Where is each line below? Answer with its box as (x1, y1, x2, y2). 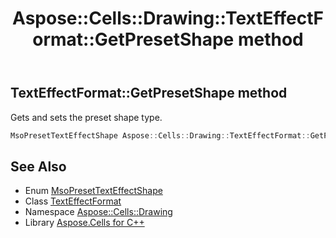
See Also (10, 158, 67, 175)
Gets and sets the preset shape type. (10, 111, 163, 123)
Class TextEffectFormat (24, 195, 122, 207)
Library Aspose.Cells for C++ (24, 217, 145, 229)
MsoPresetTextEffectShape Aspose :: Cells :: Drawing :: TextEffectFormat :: (10, 130, 311, 141)
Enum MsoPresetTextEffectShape (24, 185, 163, 197)
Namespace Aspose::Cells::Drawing (24, 206, 173, 218)
